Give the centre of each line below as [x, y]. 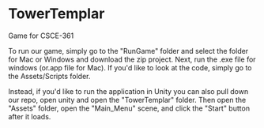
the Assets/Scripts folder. [49, 76]
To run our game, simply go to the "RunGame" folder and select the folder [128, 51]
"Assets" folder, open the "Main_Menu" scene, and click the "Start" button [129, 108]
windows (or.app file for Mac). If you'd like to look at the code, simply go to [130, 67]
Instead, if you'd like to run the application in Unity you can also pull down [128, 91]
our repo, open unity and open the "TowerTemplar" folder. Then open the [127, 100]
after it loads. [30, 116]
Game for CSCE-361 [41, 36]
